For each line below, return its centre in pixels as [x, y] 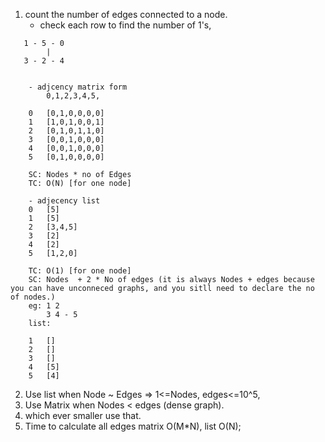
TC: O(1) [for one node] [80, 271]
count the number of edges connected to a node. [126, 14]
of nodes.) [33, 297]
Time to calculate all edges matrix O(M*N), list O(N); [133, 426]
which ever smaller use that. [83, 415]
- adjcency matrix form [78, 87]
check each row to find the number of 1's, [125, 25]
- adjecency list [64, 201]
